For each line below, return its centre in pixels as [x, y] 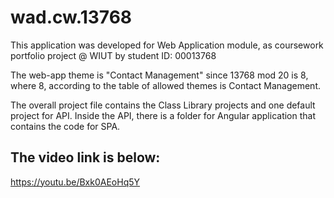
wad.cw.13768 [71, 17]
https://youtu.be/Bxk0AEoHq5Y [75, 182]
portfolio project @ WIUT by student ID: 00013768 [113, 55]
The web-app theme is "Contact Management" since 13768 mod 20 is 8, [159, 75]
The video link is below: [85, 157]
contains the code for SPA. [65, 126]
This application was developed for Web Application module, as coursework [167, 45]
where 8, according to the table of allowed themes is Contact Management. [165, 85]
